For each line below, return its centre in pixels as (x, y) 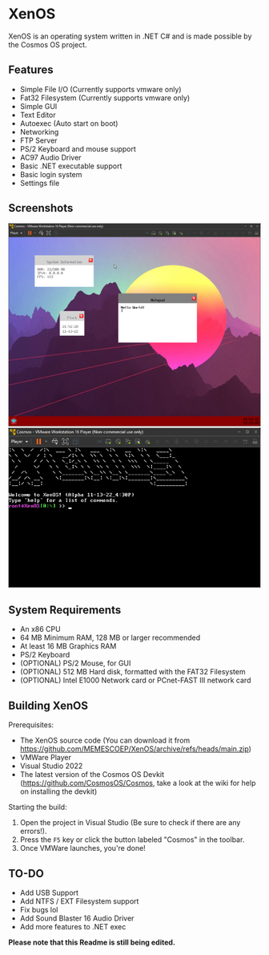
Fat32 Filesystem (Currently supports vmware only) (105, 98)
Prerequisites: (31, 725)
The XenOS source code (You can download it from (105, 741)
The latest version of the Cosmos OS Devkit (92, 775)
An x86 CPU (40, 629)
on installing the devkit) (58, 791)
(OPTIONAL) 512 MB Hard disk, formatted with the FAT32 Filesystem (132, 672)
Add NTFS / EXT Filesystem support (79, 901)
